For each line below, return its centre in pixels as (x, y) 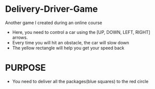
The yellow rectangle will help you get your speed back (68, 48)
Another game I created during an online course (54, 23)
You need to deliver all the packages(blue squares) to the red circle (80, 81)
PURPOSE (26, 68)
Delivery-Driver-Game (51, 9)
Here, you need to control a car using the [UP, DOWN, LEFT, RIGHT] (81, 32)
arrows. (20, 37)
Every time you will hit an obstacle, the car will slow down (71, 42)
